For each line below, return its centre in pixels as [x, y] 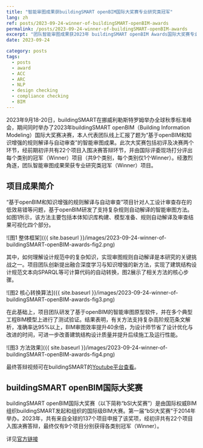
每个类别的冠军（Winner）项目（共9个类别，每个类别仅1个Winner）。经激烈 [100, 158]
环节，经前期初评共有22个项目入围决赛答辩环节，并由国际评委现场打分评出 [100, 150]
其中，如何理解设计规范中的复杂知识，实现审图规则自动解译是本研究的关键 [99, 257]
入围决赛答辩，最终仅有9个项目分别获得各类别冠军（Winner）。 [84, 426]
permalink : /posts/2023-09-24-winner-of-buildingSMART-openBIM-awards [97, 29]
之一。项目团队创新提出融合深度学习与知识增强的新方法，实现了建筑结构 [101, 264]
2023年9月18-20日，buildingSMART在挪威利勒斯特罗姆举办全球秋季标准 [96, 119]
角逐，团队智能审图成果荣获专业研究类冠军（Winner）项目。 [82, 165]
